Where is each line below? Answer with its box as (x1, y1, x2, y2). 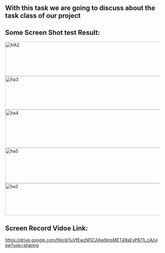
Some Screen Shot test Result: (5, 28, 100, 36)
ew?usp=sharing (5, 242, 39, 248)
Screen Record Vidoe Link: (5, 224, 88, 232)
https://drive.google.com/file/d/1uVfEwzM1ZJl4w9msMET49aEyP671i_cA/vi (5, 237, 158, 243)
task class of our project (5, 12, 81, 20)
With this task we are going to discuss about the (5, 4, 156, 12)
